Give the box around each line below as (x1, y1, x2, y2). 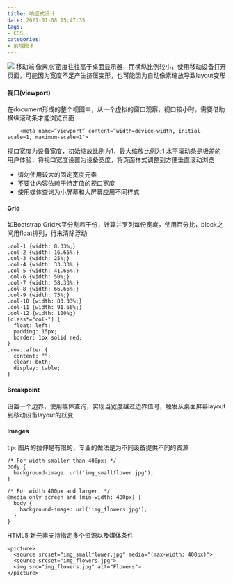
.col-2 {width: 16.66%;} (7, 249, 79, 256)
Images (7, 427, 29, 436)
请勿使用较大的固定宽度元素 (17, 170, 97, 179)
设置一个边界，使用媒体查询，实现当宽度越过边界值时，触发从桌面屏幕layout (7, 401, 226, 410)
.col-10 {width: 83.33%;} (7, 298, 82, 305)
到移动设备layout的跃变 (7, 410, 74, 419)
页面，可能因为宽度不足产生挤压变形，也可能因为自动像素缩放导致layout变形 (7, 71, 226, 79)
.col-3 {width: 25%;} (7, 255, 70, 262)
